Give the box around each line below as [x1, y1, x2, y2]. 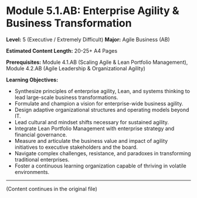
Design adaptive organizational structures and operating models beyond [14, 106, 189, 113]
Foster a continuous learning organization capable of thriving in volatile [14, 162, 186, 169]
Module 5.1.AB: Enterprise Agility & [6, 4, 180, 18]
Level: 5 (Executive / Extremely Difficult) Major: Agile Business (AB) [6, 36, 170, 43]
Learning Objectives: [6, 76, 59, 83]
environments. [14, 168, 50, 175]
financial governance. [14, 131, 67, 138]
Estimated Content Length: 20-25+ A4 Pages [6, 47, 118, 54]
